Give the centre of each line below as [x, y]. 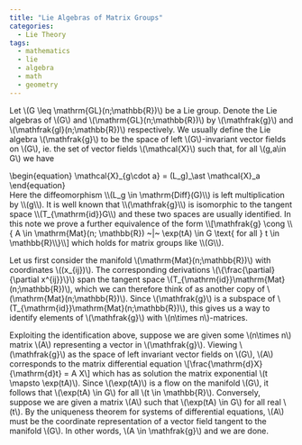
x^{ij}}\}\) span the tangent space [103, 279]
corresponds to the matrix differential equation [96, 363]
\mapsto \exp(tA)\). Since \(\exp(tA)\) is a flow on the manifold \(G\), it [139, 383]
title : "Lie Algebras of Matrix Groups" [87, 18]
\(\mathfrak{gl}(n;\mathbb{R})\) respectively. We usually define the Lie [140, 129]
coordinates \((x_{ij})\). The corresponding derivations [110, 269]
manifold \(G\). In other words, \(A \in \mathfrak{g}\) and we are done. [139, 431]
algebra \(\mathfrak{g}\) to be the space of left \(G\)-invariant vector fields [148, 139]
